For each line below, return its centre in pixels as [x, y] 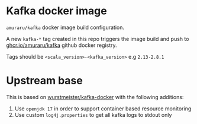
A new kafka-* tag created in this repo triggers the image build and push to [98, 39]
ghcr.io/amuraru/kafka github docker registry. [62, 45]
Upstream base [44, 81]
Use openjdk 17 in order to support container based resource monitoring [103, 109]
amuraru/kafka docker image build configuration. [65, 27]
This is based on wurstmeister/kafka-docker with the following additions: [95, 97]
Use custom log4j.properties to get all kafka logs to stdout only [93, 115]
